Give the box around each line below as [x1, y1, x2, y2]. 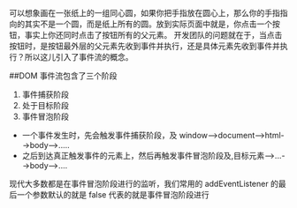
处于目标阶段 [21, 100, 69, 110]
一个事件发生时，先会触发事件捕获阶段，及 [21, 130, 178, 140]
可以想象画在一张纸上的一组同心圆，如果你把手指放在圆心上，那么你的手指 [9, 8, 280, 18]
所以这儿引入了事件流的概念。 [24, 52, 133, 62]
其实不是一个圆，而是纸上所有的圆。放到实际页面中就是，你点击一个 [24, 19, 272, 29]
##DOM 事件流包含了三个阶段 [9, 71, 118, 81]
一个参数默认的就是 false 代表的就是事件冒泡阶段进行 [16, 189, 209, 200]
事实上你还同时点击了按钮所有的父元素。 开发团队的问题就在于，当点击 [24, 30, 283, 40]
